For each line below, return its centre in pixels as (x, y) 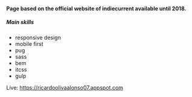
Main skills (20, 22)
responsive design (38, 37)
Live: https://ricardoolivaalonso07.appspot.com (65, 87)
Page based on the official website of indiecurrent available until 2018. (96, 8)
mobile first (29, 44)
